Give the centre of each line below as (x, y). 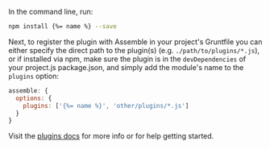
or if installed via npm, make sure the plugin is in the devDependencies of (127, 59)
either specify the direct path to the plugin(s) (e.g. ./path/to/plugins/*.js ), (134, 50)
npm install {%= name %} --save (62, 27)
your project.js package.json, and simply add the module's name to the (126, 67)
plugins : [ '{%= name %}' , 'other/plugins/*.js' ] (106, 106)
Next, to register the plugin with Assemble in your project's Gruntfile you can (135, 41)
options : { (34, 98)
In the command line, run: (51, 12)
